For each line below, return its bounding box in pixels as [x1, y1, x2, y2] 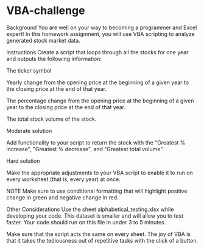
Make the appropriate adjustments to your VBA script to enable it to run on [6, 169, 193, 176]
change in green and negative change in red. [6, 193, 119, 201]
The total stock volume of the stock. [6, 115, 97, 123]
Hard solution [6, 157, 40, 165]
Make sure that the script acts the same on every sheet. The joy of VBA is [6, 230, 191, 238]
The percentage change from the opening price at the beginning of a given [6, 97, 194, 104]
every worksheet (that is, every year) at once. [6, 175, 121, 183]
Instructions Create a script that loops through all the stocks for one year [6, 48, 189, 55]
